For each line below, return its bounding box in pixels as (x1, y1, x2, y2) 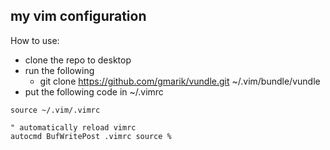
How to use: (10, 34, 60, 46)
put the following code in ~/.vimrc (24, 85, 164, 98)
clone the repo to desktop (24, 54, 132, 66)
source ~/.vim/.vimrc (10, 105, 101, 115)
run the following (24, 64, 95, 76)
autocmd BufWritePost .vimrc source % (10, 131, 172, 141)
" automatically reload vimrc (10, 122, 137, 133)
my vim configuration (10, 8, 147, 25)
